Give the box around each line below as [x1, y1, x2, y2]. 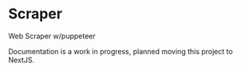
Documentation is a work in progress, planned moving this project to [8, 46, 233, 56]
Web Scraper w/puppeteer [8, 31, 96, 41]
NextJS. [8, 55, 34, 65]
